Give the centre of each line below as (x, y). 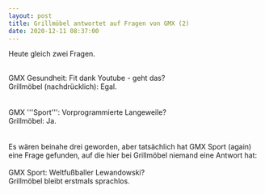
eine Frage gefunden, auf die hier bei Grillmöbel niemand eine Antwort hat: (132, 155)
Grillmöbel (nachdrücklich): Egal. (63, 86)
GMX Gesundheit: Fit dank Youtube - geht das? (87, 78)
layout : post (30, 16)
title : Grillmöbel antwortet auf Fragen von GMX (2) (99, 23)
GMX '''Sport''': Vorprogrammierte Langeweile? (88, 112)
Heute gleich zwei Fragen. (52, 54)
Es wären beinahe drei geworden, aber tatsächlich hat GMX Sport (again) (130, 147)
